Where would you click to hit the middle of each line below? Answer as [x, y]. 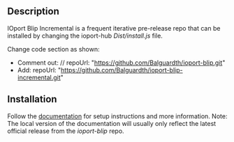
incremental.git [39, 77]
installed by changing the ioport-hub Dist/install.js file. [85, 35]
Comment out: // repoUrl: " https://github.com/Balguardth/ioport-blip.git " [121, 63]
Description [33, 11]
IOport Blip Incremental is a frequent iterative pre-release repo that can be [114, 28]
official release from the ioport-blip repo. [66, 131]
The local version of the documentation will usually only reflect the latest [112, 123]
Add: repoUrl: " [39, 70]
